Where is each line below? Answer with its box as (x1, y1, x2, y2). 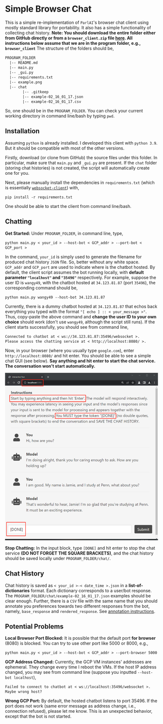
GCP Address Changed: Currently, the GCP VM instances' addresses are (5, 659, 152, 665)
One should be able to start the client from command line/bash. (5, 203, 132, 209)
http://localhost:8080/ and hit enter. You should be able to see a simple (5, 353, 151, 358)
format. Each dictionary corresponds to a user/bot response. (31, 588, 152, 594)
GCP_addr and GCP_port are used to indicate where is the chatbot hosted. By (5, 264, 155, 270)
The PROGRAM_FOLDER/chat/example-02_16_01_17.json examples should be (5, 593, 151, 598)
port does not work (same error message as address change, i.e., (5, 703, 136, 709)
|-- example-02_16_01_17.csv (22, 99, 81, 104)
